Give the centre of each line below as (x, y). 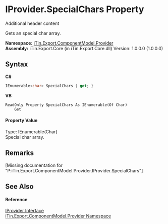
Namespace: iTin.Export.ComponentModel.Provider (59, 43)
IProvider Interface (25, 211)
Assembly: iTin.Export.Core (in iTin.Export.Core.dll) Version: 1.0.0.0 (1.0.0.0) (84, 48)
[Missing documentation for (34, 165)
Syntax (17, 64)
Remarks (20, 153)
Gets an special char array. (33, 33)
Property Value (21, 121)
